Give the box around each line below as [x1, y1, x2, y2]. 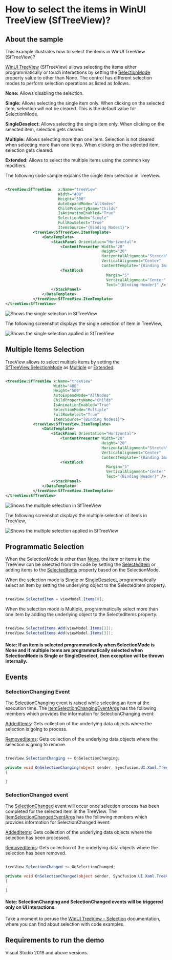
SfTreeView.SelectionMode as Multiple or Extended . [5, 364, 115, 370]
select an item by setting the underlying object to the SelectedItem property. [5, 582, 166, 588]
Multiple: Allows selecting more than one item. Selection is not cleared [5, 136, 155, 142]
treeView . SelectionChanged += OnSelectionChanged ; [5, 865, 116, 870]
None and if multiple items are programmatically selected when [5, 647, 143, 653]
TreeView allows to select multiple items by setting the [5, 359, 120, 365]
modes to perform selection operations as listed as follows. [5, 80, 131, 86]
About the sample [5, 35, 63, 44]
